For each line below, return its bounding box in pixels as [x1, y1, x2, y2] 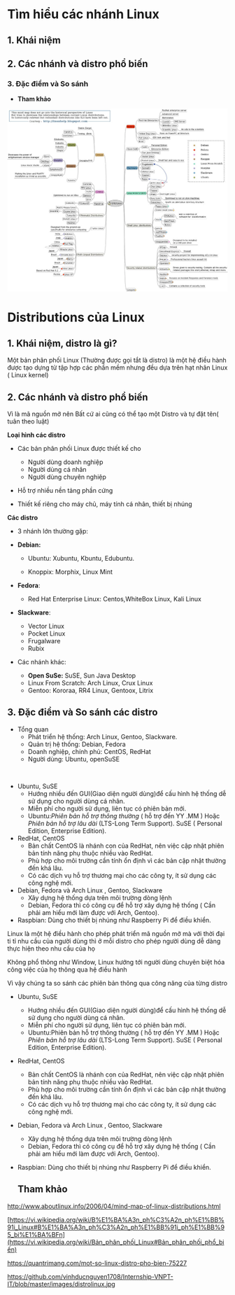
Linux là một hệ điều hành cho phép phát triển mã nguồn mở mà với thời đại [7, 929, 225, 937]
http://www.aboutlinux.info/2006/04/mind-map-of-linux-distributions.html [7, 1202, 221, 1210]
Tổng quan [17, 724, 49, 734]
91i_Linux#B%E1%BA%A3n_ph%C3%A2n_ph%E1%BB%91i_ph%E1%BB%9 [7, 1223, 225, 1231]
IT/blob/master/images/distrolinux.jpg [7, 1280, 115, 1288]
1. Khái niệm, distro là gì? [7, 337, 117, 349]
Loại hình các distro [7, 430, 66, 439]
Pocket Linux [27, 629, 66, 638]
